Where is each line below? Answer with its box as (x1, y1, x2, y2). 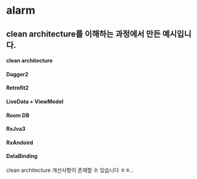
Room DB (6, 112, 30, 119)
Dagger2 (6, 70, 29, 78)
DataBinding (6, 153, 38, 160)
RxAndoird (6, 138, 33, 146)
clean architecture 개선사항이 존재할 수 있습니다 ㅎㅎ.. (6, 166, 133, 174)
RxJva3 (6, 125, 26, 132)
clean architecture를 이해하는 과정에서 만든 (6, 29, 161, 39)
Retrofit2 (6, 84, 29, 91)
